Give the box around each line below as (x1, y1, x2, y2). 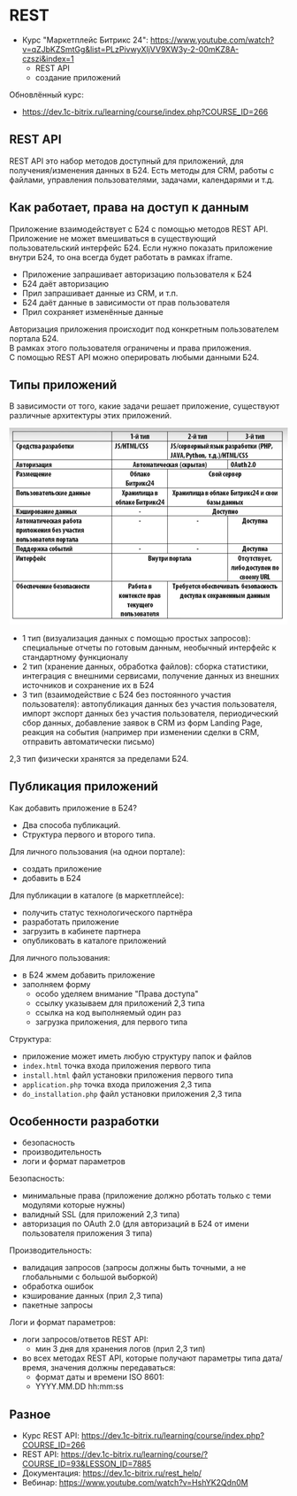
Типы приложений (9, 377, 118, 392)
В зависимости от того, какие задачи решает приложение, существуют (9, 401, 280, 411)
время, (21, 1362, 49, 1373)
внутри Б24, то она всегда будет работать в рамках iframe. (9, 251, 232, 262)
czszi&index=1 (21, 53, 75, 64)
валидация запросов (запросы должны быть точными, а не (21, 1262, 247, 1273)
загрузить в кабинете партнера (21, 925, 141, 936)
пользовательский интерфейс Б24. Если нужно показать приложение (9, 242, 273, 253)
